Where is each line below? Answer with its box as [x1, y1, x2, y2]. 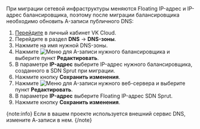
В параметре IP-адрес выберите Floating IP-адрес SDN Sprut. [14, 92, 173, 99]
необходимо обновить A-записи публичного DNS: [6, 18, 134, 24]
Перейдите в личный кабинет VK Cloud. [14, 29, 116, 36]
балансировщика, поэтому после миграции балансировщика [23, 11, 180, 18]
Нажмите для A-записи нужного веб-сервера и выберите [14, 80, 186, 87]
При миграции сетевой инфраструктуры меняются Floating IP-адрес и [6, 5, 186, 12]
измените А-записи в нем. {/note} [6, 117, 93, 124]
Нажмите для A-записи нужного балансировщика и [14, 48, 170, 55]
